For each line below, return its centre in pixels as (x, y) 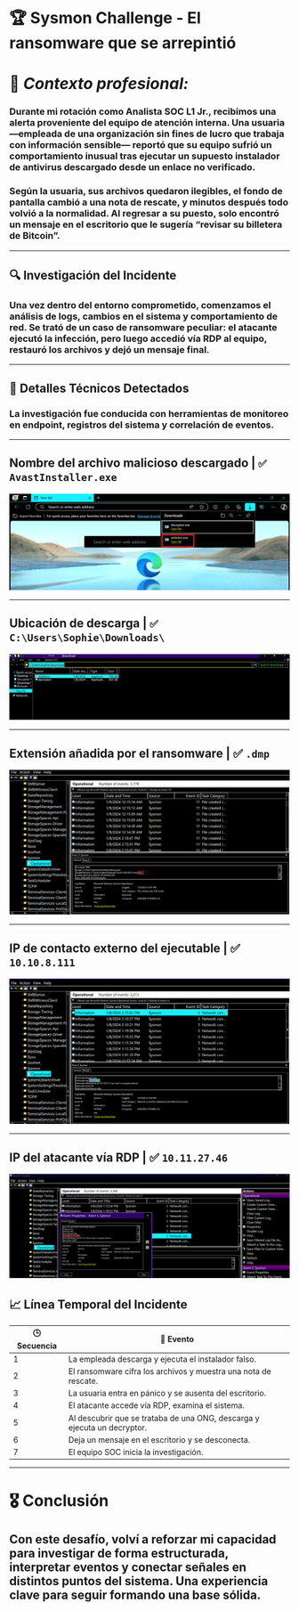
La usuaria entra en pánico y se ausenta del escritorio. (167, 1393)
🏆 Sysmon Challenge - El (105, 18)
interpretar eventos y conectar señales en (128, 1568)
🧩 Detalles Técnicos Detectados (99, 388)
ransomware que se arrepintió (123, 43)
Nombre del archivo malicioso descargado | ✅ (138, 464)
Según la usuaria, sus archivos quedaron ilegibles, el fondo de (146, 191)
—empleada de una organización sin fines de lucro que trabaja (147, 134)
